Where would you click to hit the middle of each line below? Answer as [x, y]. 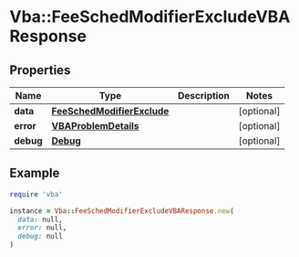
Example [35, 173]
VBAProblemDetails [95, 126]
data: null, [41, 220]
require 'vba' [36, 194]
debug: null [41, 236]
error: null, [42, 228]
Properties [40, 70]
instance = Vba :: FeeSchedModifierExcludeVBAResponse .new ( [122, 211]
